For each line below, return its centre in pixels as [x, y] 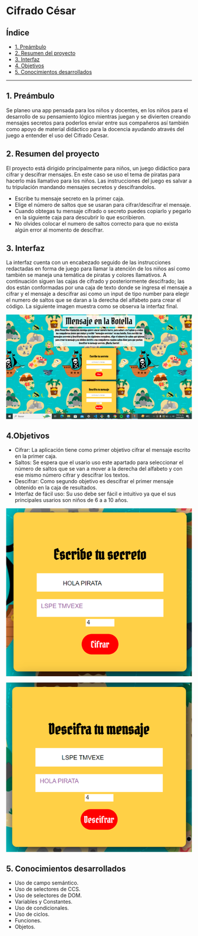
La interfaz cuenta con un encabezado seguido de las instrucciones [88, 262]
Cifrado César [41, 11]
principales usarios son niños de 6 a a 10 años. [71, 500]
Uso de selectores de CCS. [47, 889]
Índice [18, 33]
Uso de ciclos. [32, 914]
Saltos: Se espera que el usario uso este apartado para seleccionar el [99, 462]
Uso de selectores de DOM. [48, 895]
